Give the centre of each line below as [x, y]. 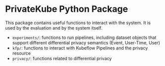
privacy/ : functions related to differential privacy [62, 58]
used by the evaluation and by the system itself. [54, 28]
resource [22, 53]
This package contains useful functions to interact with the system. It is [78, 23]
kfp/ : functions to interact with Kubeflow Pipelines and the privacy [80, 48]
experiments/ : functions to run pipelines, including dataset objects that [84, 37]
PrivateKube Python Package [67, 9]
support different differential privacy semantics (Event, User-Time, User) [86, 42]
